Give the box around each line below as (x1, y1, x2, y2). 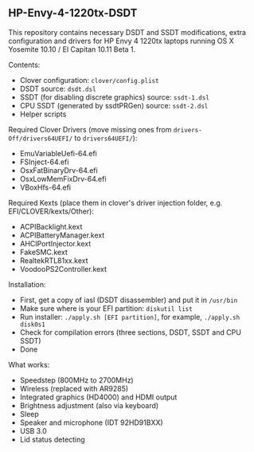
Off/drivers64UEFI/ (8, 135, 73, 143)
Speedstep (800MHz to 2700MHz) (19, 375, 134, 385)
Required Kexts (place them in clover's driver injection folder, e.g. (8, 198, 223, 207)
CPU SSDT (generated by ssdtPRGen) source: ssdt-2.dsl (19, 100, 209, 110)
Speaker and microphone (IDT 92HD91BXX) (19, 418, 163, 427)
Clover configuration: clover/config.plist (19, 75, 159, 85)
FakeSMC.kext (19, 247, 68, 257)
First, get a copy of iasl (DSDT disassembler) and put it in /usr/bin (19, 295, 238, 305)
